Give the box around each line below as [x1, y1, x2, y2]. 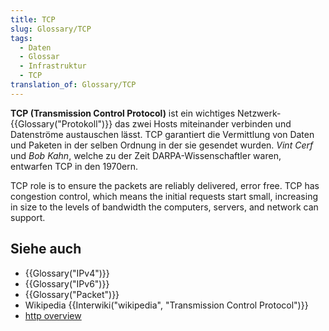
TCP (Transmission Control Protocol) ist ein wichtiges [10, 107, 236, 119]
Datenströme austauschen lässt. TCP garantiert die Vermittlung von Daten [10, 128, 315, 140]
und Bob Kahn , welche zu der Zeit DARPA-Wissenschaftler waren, [10, 149, 282, 161]
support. [10, 211, 46, 223]
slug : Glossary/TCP [10, 24, 92, 34]
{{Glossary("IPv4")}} [24, 267, 110, 279]
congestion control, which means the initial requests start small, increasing [10, 190, 318, 202]
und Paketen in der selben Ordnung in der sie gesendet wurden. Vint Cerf [10, 139, 314, 151]
